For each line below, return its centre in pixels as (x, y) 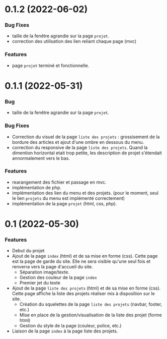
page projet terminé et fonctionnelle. (51, 65)
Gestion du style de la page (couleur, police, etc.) (70, 326)
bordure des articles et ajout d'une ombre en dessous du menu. (78, 142)
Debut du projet (28, 251)
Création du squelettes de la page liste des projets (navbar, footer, (91, 304)
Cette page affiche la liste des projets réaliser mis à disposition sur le (83, 294)
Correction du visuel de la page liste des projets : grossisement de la (86, 137)
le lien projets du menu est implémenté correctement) (68, 198)
